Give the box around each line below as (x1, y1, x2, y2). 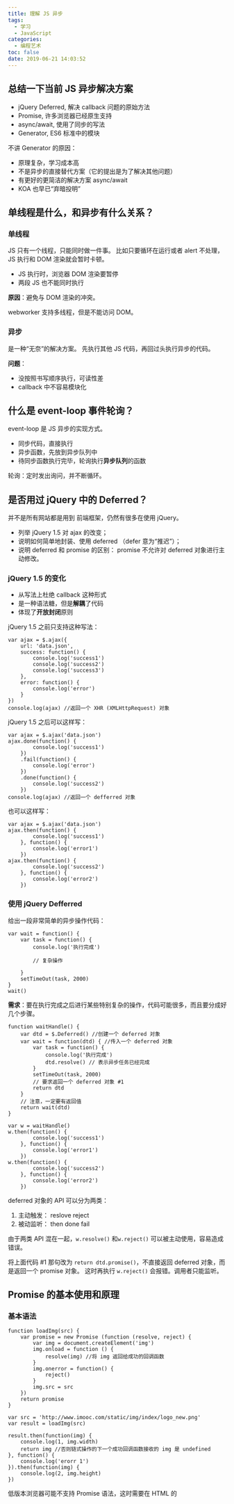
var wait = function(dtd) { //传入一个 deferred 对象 (20, 1037, 173, 1045)
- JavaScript (14, 29, 52, 37)
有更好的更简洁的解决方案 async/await (17, 175, 128, 184)
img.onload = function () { (33, 1346, 114, 1353)
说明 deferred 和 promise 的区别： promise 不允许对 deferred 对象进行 (17, 546, 219, 554)
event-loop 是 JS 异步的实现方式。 (8, 425, 107, 433)
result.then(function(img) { (8, 1432, 92, 1439)
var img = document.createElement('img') (33, 1340, 155, 1347)
